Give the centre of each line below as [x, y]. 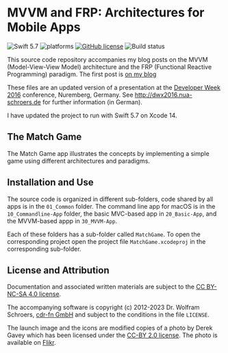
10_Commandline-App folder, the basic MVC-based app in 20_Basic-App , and [112, 214]
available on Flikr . [31, 343]
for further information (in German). [92, 102]
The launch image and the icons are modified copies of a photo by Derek [110, 328]
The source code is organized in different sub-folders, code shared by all [110, 199]
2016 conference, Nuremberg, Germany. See [70, 95]
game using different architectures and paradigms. [79, 161]
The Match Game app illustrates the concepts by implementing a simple [109, 153]
